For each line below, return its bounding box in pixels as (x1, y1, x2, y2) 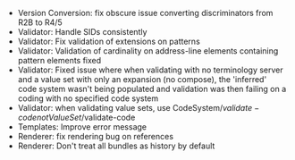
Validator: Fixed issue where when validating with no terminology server (17, 64, 283, 75)
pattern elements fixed (17, 55, 102, 65)
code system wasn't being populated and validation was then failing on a (17, 84, 287, 94)
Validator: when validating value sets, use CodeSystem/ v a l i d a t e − (17, 103, 260, 113)
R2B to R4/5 (17, 17, 63, 28)
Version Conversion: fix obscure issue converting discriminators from (17, 8, 274, 18)
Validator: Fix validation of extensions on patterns (17, 36, 201, 46)
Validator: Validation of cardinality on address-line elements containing (17, 46, 279, 56)
